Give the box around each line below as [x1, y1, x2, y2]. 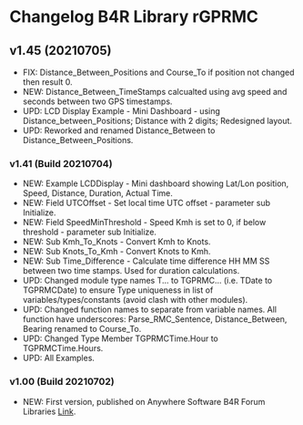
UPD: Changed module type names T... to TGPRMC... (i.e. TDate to [22, 275, 273, 286]
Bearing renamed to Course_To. [22, 324, 142, 335]
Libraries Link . [22, 406, 76, 417]
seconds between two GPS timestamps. [22, 96, 173, 107]
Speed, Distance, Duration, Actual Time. [22, 188, 173, 199]
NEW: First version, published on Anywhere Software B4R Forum [22, 396, 266, 407]
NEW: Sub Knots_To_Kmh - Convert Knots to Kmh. [22, 246, 211, 257]
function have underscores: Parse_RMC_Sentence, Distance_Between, [22, 314, 288, 325]
